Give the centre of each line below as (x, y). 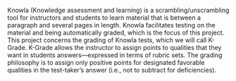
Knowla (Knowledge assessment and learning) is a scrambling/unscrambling (118, 10)
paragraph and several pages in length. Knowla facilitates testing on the (112, 25)
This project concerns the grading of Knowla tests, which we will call (107, 40)
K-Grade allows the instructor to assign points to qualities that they (125, 48)
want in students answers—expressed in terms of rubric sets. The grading (115, 55)
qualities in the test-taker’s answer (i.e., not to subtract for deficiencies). (112, 70)
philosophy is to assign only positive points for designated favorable (106, 62)
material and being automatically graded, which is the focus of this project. (116, 32)
